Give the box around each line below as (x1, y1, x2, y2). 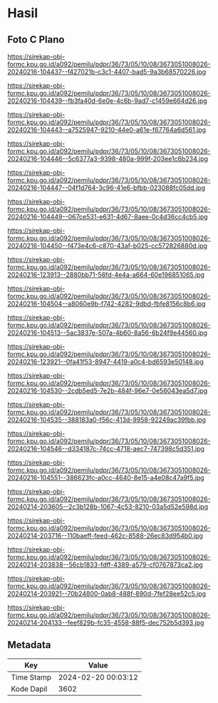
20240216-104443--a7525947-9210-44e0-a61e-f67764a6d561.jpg (7, 126, 207, 133)
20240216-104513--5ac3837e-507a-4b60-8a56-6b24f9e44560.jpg (7, 328, 208, 337)
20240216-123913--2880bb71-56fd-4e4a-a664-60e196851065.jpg (7, 270, 205, 279)
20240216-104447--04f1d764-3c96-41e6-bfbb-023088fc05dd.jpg (7, 183, 205, 192)
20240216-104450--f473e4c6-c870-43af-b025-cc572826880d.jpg (7, 241, 208, 250)
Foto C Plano (7, 34, 65, 46)
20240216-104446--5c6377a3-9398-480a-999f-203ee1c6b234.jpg (7, 155, 209, 163)
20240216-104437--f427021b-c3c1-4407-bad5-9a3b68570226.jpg (7, 68, 207, 76)
